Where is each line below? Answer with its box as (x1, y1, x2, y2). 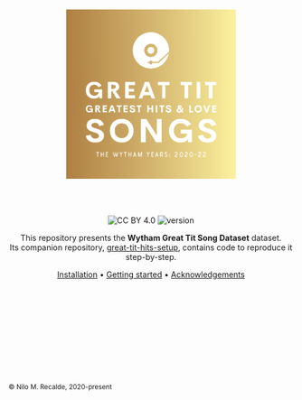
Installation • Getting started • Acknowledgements (57, 269, 245, 280)
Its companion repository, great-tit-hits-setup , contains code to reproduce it (9, 242, 293, 253)
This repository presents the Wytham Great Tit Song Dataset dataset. (20, 233, 282, 243)
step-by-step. (125, 252, 177, 262)
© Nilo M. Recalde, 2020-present (8, 382, 112, 391)
